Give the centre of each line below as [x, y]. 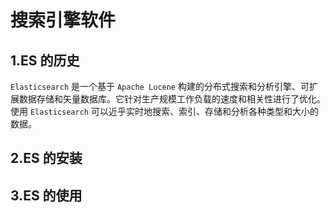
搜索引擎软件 [63, 20]
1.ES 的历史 [45, 60]
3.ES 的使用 [46, 195]
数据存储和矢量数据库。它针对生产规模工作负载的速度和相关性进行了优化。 [172, 99]
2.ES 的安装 [46, 158]
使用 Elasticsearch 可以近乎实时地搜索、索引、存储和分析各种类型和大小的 [164, 111]
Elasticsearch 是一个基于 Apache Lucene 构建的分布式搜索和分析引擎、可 [160, 86]
